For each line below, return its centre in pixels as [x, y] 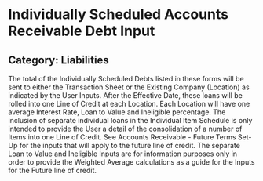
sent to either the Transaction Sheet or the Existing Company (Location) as [129, 87]
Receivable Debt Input [82, 31]
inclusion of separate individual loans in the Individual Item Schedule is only [130, 120]
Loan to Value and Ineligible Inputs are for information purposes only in [123, 154]
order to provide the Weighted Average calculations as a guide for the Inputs [131, 162]
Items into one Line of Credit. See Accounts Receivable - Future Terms [122, 137]
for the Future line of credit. [52, 170]
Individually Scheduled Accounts [119, 14]
